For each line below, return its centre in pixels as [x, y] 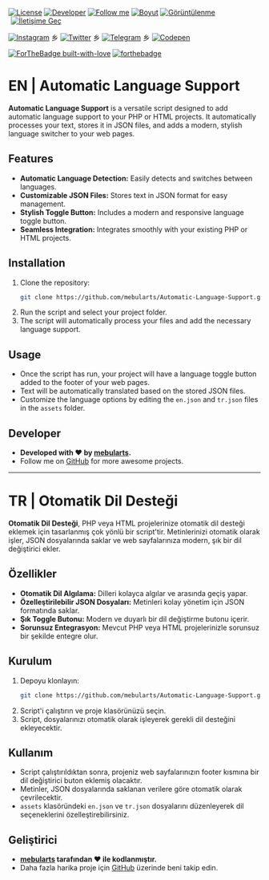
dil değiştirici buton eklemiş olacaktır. [81, 781]
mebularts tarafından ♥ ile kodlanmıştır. [88, 859]
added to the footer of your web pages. [85, 383]
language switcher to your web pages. [72, 133]
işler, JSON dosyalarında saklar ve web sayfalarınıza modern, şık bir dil [125, 540]
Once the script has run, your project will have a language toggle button [138, 374]
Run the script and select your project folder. [94, 312]
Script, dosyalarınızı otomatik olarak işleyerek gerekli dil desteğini [128, 719]
